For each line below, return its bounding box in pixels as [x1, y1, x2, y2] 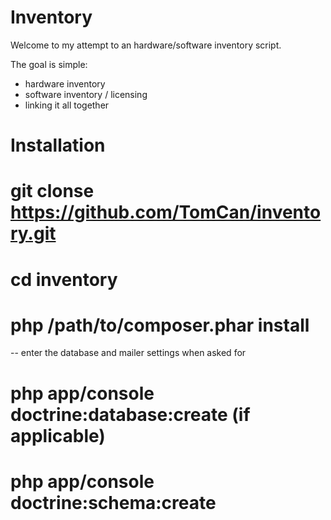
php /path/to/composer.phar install [10, 314, 310, 336]
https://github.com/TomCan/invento [10, 201, 322, 224]
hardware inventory [24, 77, 106, 90]
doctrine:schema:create [10, 491, 217, 514]
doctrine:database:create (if [10, 403, 251, 426]
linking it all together [24, 99, 110, 111]
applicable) [10, 424, 106, 447]
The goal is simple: [10, 58, 88, 70]
